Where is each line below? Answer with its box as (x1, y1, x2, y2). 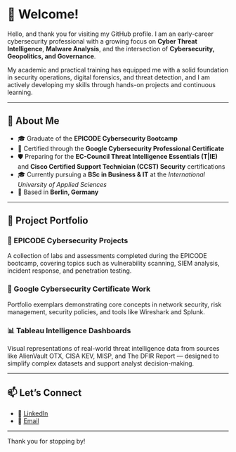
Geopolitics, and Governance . (7, 52, 96, 60)
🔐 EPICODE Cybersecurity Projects (7, 235, 129, 245)
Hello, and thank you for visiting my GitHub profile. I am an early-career (7, 30, 214, 38)
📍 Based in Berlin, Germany (17, 188, 99, 196)
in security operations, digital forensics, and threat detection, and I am (7, 73, 211, 82)
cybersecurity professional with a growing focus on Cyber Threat (7, 37, 198, 45)
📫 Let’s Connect (7, 387, 82, 399)
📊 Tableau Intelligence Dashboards (7, 325, 131, 335)
